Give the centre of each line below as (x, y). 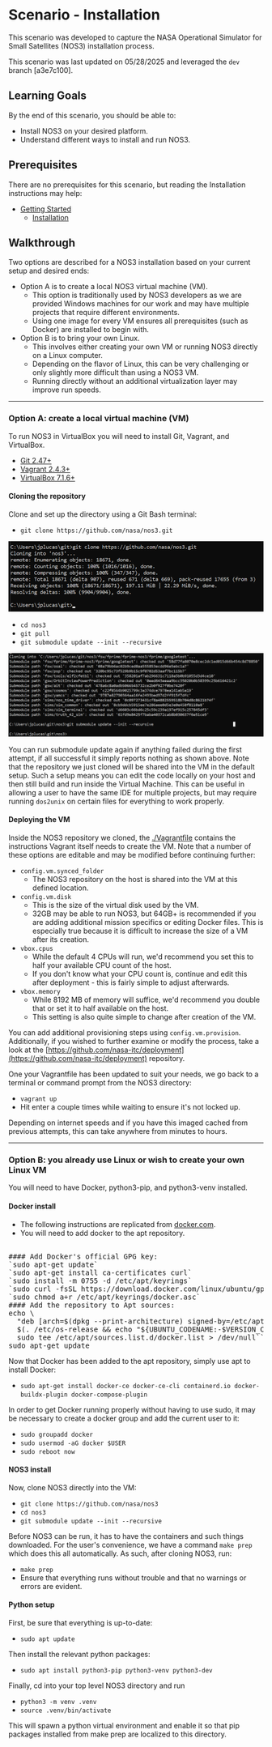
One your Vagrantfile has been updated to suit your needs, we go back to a (134, 1074)
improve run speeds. (66, 390)
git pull (35, 634)
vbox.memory (40, 992)
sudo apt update (47, 1639)
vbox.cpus (37, 949)
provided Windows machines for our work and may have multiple (140, 304)
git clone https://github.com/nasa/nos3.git (96, 530)
